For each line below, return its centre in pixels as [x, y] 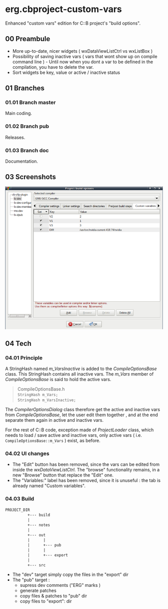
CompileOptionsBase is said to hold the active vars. [58, 380]
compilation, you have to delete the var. [53, 67]
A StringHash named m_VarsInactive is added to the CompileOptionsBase [81, 369]
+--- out [36, 535]
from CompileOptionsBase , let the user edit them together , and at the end [82, 415]
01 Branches [25, 88]
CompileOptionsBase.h [41, 389]
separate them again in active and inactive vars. [54, 420]
